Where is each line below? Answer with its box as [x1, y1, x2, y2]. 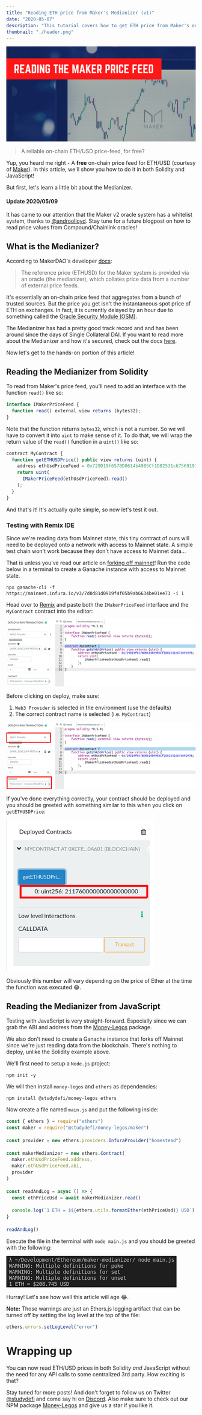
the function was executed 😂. [6, 984, 82, 991]
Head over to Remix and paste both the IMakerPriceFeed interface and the [6, 601, 189, 608]
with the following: [6, 1244, 52, 1251]
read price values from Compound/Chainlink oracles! [6, 224, 138, 231]
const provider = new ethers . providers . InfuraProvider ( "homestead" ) [6, 1137, 182, 1143]
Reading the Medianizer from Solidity [6, 366, 148, 377]
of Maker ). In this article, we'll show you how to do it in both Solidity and [6, 166, 185, 173]
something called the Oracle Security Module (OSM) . [6, 313, 137, 320]
